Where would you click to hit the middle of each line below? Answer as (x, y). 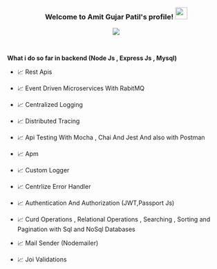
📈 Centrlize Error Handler (54, 187)
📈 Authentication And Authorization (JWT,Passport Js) (96, 203)
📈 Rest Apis (35, 72)
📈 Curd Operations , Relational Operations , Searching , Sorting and (114, 219)
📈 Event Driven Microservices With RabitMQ (81, 88)
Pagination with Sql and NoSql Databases (76, 229)
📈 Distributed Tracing (48, 121)
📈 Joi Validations (42, 259)
